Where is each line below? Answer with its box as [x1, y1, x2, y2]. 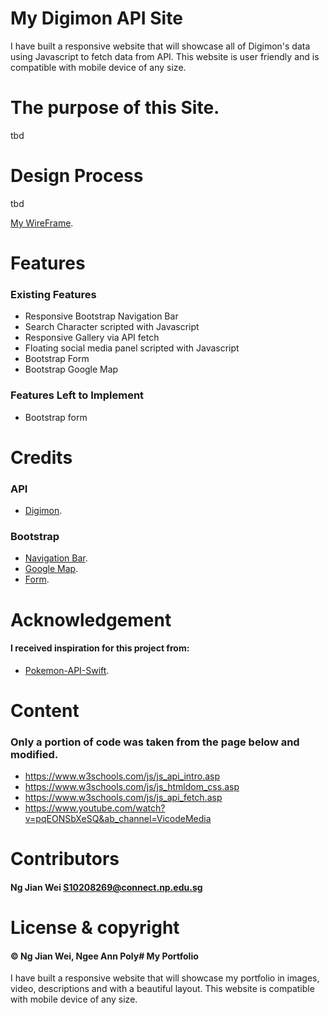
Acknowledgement [10, 608, 172, 631]
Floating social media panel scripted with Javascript [24, 342, 240, 354]
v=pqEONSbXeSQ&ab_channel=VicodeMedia [24, 813, 212, 825]
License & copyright [10, 917, 180, 939]
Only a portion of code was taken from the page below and [10, 735, 300, 749]
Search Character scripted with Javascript [24, 321, 200, 333]
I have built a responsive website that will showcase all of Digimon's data [10, 40, 311, 52]
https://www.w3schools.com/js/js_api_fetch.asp [24, 792, 223, 804]
